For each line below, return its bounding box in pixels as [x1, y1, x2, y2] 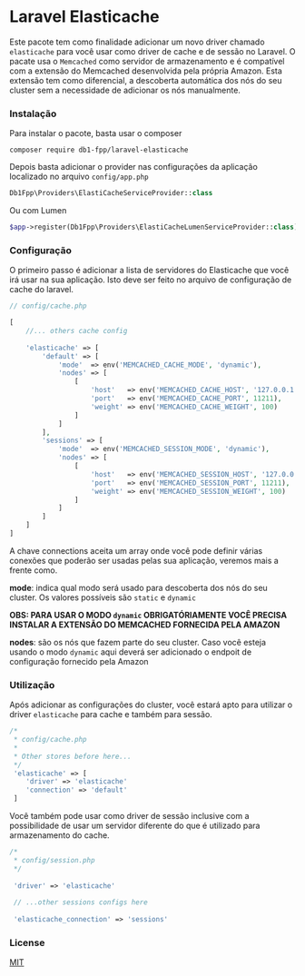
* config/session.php [13, 855, 95, 864]
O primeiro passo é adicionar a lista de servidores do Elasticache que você [9, 265, 290, 276]
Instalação [9, 107, 57, 120]
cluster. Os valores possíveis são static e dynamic [9, 592, 197, 603]
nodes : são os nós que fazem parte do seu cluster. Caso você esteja [9, 636, 266, 647]
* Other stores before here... [13, 752, 132, 761]
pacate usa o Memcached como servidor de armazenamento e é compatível [9, 55, 285, 66]
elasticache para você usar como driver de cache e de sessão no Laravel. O [9, 45, 296, 56]
